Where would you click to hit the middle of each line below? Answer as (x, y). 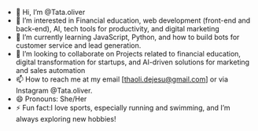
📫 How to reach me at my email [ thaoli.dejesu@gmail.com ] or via (122, 79)
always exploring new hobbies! (66, 119)
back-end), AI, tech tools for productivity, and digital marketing (118, 29)
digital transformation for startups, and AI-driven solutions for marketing (133, 62)
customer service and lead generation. (78, 45)
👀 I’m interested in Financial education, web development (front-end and (133, 20)
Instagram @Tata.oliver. (54, 91)
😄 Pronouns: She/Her (51, 99)
